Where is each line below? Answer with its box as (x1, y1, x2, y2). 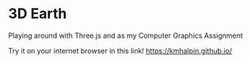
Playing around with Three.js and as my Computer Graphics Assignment (8, 31, 243, 40)
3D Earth (8, 5, 67, 23)
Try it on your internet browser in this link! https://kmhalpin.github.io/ (8, 46, 232, 55)
